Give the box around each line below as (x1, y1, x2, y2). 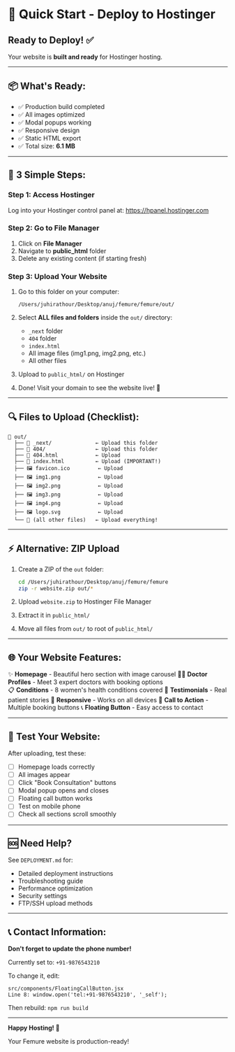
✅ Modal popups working (17, 118, 92, 127)
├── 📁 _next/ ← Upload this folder (14, 439, 158, 446)
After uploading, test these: (8, 749, 86, 758)
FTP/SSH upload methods (17, 899, 93, 908)
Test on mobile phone (17, 802, 81, 811)
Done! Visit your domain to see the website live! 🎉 (17, 384, 161, 392)
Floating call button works (17, 794, 93, 803)
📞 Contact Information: (8, 926, 107, 938)
